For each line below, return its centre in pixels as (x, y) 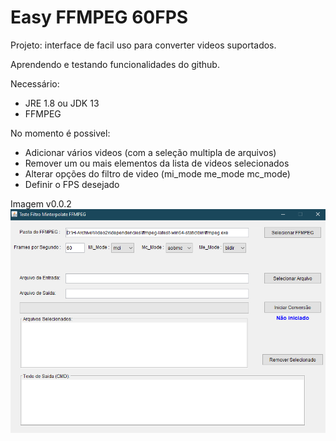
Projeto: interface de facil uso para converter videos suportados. (143, 45)
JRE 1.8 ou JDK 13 (62, 103)
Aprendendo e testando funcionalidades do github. (115, 64)
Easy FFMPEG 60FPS (99, 17)
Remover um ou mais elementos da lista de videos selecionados (157, 163)
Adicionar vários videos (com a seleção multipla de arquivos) (150, 152)
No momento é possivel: (60, 133)
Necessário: (35, 83)
